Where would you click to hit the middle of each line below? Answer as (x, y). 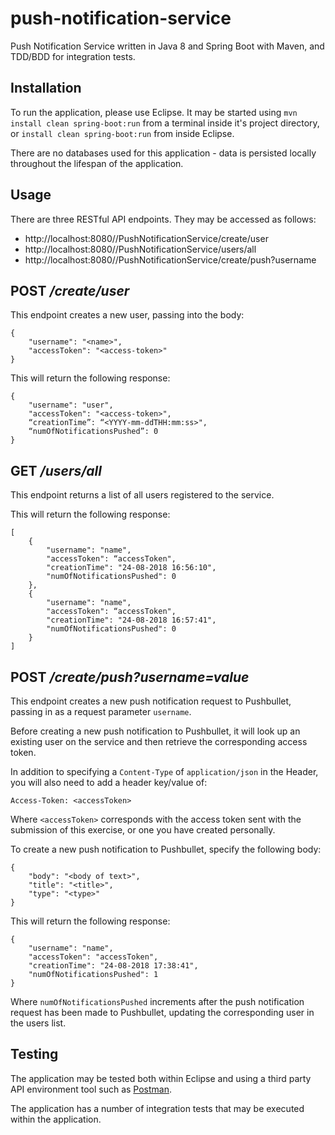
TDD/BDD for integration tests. (73, 56)
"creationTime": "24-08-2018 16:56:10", (131, 568)
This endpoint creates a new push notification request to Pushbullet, (151, 701)
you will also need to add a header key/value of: (109, 782)
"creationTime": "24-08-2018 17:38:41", (113, 966)
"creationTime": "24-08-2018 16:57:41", (131, 620)
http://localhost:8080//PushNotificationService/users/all (140, 249)
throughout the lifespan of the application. (97, 163)
